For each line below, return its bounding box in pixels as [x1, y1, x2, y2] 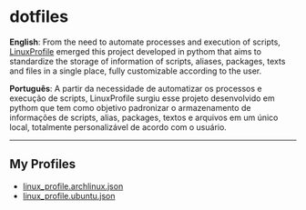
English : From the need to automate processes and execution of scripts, [9, 36, 280, 47]
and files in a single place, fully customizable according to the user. [9, 65, 262, 76]
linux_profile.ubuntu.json [22, 190, 116, 201]
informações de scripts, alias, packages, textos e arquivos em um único [9, 112, 279, 123]
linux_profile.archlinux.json [22, 180, 124, 192]
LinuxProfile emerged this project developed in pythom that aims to [9, 45, 262, 56]
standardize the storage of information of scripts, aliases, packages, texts [9, 55, 286, 66]
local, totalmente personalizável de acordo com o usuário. [9, 121, 228, 133]
